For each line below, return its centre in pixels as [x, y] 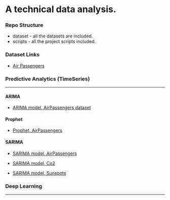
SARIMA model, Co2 [34, 163]
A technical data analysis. [61, 9]
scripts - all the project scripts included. [54, 42]
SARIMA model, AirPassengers [45, 153]
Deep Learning [24, 186]
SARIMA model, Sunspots [39, 173]
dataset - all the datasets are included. [53, 36]
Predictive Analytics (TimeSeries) [48, 78]
